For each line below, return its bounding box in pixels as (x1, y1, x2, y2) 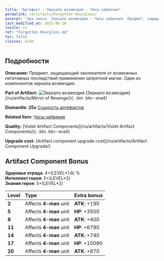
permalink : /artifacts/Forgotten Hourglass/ (5, 12, 97, 17)
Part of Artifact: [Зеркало (5, 90, 105, 96)
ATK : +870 (74, 248, 100, 255)
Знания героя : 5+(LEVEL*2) (5, 181, 63, 186)
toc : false (5, 35, 27, 40)
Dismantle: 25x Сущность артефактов (5, 104, 84, 110)
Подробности (5, 57, 49, 65)
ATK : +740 (74, 232, 100, 239)
